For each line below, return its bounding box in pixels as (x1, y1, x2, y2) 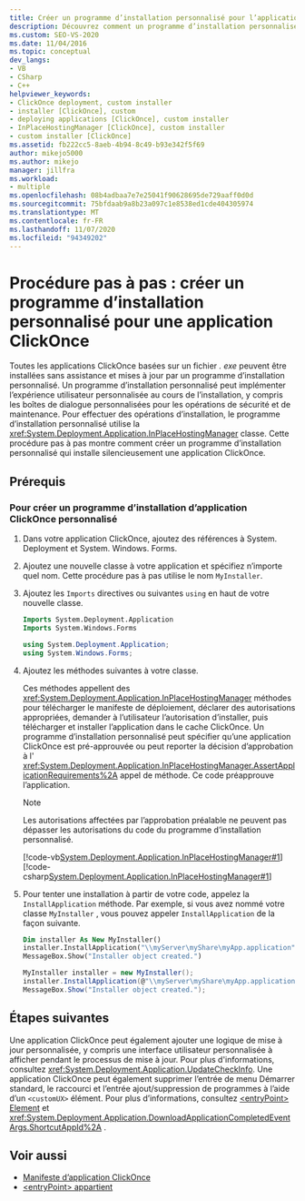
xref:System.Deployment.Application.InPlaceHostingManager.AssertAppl (22, 760, 295, 771)
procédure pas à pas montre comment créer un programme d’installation (9, 438, 281, 449)
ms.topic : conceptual (9, 47, 92, 56)
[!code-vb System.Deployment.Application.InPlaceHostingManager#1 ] (22, 852, 283, 863)
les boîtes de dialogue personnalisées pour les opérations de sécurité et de (9, 399, 291, 410)
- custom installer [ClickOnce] (9, 132, 132, 141)
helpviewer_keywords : (9, 89, 92, 98)
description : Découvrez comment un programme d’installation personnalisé (9, 22, 299, 31)
